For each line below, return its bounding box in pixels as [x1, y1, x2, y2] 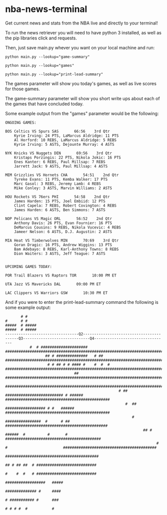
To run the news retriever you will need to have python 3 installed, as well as [5, 29, 162, 35]
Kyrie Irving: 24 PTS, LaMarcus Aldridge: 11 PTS [14, 133, 119, 138]
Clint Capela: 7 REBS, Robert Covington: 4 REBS [14, 203, 117, 208]
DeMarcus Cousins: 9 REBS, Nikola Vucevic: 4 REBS [14, 225, 121, 230]
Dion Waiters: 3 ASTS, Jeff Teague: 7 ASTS [14, 251, 106, 256]
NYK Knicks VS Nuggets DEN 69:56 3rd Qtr [5, 151, 112, 156]
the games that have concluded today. [5, 101, 83, 107]
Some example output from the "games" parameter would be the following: [5, 110, 159, 116]
